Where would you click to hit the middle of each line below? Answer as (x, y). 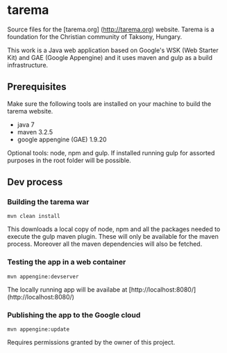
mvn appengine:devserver (43, 276)
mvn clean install (34, 217)
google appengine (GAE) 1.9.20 (62, 139)
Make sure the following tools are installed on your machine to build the (109, 104)
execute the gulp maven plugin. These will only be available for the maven (113, 237)
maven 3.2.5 (35, 132)
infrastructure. (28, 65)
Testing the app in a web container (67, 262)
